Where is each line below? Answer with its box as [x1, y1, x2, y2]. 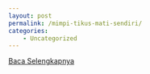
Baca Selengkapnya [8, 56, 75, 66]
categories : [8, 27, 48, 35]
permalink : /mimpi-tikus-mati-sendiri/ [8, 19, 143, 27]
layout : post [8, 11, 52, 20]
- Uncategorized [23, 34, 78, 43]
